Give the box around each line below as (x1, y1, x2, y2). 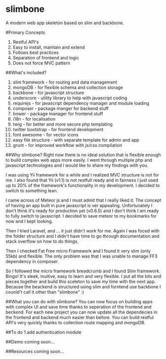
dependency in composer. (5, 258, 59, 264)
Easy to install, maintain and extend (12, 44, 85, 50)
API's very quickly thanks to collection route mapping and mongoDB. (5, 319, 146, 325)
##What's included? (5, 69, 46, 75)
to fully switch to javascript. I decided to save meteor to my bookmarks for (5, 213, 157, 219)
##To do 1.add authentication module (5, 329, 82, 335)
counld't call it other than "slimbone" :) (5, 289, 84, 295)
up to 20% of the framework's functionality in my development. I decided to (5, 182, 160, 188)
